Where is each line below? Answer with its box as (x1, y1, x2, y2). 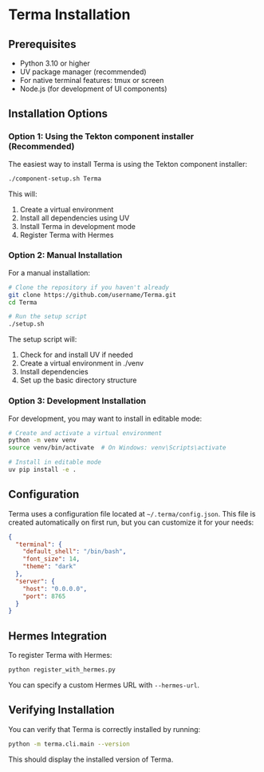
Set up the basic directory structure (19, 375, 137, 385)
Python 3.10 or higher (19, 58, 90, 68)
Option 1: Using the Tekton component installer (8, 131, 194, 142)
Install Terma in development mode (19, 221, 136, 231)
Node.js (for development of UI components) (19, 84, 167, 93)
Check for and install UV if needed (19, 350, 133, 360)
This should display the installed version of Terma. (8, 754, 174, 764)
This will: (8, 189, 37, 199)
